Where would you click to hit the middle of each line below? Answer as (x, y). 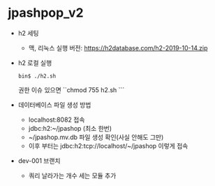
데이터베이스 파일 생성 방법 (54, 105)
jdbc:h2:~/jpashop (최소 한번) (70, 128)
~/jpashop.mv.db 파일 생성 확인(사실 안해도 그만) (96, 137)
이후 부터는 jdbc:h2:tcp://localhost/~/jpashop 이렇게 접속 (108, 145)
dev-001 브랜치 (39, 160)
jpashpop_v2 (46, 13)
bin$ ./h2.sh (37, 76)
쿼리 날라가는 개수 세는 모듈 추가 (72, 176)
